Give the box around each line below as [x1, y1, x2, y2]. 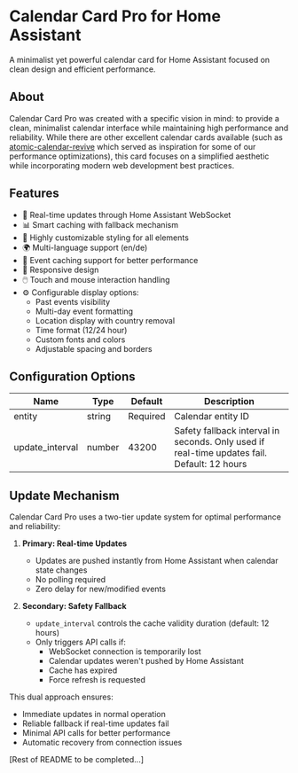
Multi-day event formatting [35, 306, 134, 316]
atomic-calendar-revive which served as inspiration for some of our [9, 141, 256, 152]
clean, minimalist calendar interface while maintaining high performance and [9, 122, 289, 133]
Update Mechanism [9, 488, 120, 503]
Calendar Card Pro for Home [9, 6, 222, 27]
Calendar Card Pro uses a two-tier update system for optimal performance [9, 511, 282, 522]
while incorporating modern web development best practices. [9, 160, 235, 170]
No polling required [35, 574, 106, 585]
